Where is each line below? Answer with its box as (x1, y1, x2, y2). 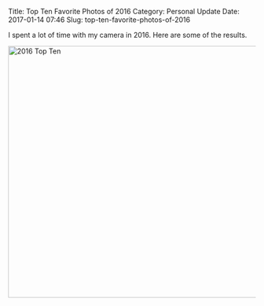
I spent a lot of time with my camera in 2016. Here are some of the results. (8, 31, 247, 39)
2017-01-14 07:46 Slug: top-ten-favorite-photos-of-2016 (8, 15, 191, 24)
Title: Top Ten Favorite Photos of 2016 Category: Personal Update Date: (8, 7, 240, 16)
